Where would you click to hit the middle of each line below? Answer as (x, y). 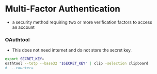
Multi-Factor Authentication (63, 9)
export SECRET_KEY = (25, 59)
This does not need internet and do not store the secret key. (72, 50)
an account (23, 27)
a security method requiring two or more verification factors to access (82, 22)
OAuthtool (17, 39)
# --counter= (19, 68)
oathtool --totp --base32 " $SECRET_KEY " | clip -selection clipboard (77, 63)
